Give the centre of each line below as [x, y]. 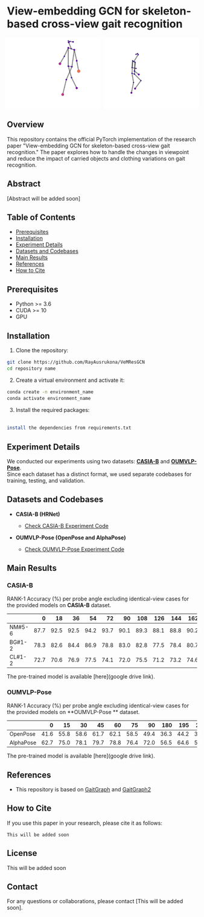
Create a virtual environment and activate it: [70, 380]
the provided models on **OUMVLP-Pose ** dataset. [73, 712]
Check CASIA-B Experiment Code [67, 526]
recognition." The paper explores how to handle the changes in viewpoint [98, 152]
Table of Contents [41, 217]
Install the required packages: [53, 410]
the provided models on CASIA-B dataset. [59, 605]
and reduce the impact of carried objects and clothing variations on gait [96, 158]
